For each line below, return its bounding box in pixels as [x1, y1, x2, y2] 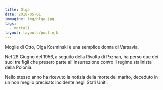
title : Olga [5, 7, 30, 12]
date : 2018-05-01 [5, 12, 41, 17]
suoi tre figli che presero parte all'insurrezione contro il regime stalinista [5, 59, 152, 65]
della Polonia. [5, 64, 33, 70]
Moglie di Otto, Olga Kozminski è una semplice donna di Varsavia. [5, 44, 139, 50]
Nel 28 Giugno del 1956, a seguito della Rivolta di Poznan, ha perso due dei [5, 54, 159, 60]
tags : [5, 21, 16, 26]
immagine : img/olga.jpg [5, 16, 54, 21]
